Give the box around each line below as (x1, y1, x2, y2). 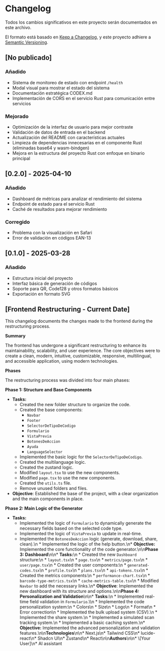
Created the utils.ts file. (19, 480, 71, 486)
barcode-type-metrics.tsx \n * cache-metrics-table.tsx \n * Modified (19, 578, 159, 584)
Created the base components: (19, 407, 83, 413)
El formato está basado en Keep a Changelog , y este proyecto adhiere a (5, 34, 151, 40)
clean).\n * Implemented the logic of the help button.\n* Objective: (19, 541, 156, 547)
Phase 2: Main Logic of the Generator (5, 506, 83, 512)
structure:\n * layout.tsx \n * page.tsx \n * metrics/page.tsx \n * (19, 557, 148, 563)
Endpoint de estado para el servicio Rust (12, 201, 95, 207)
